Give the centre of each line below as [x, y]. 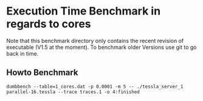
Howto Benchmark [42, 73]
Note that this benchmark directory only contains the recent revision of [95, 41]
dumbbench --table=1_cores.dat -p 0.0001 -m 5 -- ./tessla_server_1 [95, 86]
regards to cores [49, 24]
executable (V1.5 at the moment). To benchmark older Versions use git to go [101, 47]
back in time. [22, 53]
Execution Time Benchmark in [84, 11]
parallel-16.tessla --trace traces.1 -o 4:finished [73, 92]
